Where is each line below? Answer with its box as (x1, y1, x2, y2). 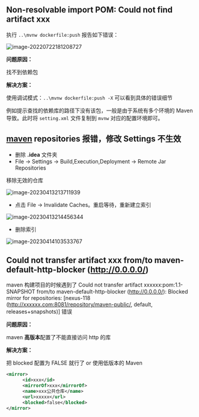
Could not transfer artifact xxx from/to (6, 255, 153, 266)
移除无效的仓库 (6, 176, 43, 183)
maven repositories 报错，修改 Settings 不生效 (6, 134, 182, 144)
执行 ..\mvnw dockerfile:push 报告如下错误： (6, 31, 119, 38)
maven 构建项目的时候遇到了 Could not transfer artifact (6, 281, 143, 288)
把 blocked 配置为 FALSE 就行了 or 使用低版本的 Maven (6, 359, 142, 367)
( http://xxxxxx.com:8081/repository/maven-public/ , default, (6, 301, 153, 308)
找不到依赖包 (6, 68, 38, 75)
